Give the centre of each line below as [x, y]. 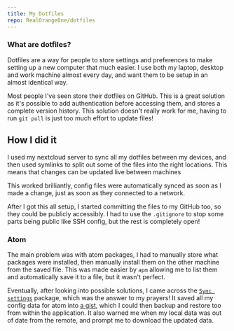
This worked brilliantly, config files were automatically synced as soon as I [115, 185]
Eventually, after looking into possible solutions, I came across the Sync [110, 290]
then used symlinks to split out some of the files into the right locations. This [117, 164]
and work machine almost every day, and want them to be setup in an [108, 75]
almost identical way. [37, 82]
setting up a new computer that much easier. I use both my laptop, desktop [116, 67]
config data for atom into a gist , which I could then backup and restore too [115, 305]
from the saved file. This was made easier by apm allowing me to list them [113, 269]
